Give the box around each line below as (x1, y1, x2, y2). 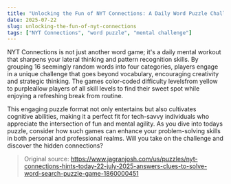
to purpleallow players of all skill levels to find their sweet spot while (7, 84, 200, 93)
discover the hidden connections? (7, 141, 103, 150)
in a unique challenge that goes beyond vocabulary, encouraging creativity (7, 70, 219, 78)
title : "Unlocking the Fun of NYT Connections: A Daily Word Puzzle (7, 10, 208, 17)
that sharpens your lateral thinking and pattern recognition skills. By (7, 56, 199, 64)
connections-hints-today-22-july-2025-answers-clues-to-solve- (23, 162, 208, 170)
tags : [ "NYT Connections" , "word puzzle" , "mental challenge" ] (7, 29, 192, 36)
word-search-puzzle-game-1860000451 (23, 170, 139, 178)
